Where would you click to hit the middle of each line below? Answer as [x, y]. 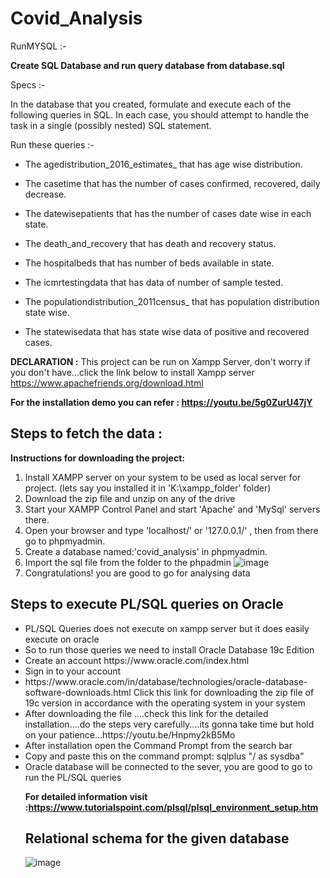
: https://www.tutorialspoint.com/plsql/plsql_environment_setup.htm [171, 807]
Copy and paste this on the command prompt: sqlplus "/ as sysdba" [164, 756]
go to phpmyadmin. [65, 541]
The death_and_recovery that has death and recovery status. [150, 243]
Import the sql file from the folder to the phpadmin [128, 562]
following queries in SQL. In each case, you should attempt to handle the [160, 114]
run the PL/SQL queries [73, 777]
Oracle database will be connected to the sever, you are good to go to [168, 766]
